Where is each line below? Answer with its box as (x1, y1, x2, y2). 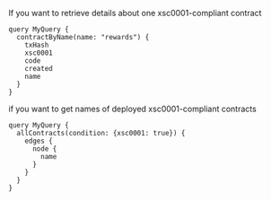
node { (31, 144, 57, 153)
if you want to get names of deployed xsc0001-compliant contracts (8, 103, 257, 114)
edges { (24, 136, 53, 145)
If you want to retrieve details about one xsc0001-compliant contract (8, 8, 262, 18)
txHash (24, 40, 49, 49)
